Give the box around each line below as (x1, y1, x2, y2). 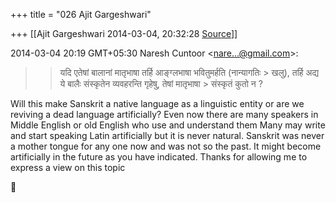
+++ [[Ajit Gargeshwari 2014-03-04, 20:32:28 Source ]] (10, 28, 238, 39)
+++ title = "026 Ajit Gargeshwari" (10, 9, 152, 20)
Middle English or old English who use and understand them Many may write (10, 119, 326, 131)
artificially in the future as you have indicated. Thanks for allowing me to (10, 151, 308, 163)
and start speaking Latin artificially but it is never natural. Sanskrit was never (10, 130, 325, 141)
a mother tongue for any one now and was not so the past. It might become (10, 140, 322, 152)
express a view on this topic (10, 162, 126, 173)
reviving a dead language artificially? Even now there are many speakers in (10, 109, 319, 120)
